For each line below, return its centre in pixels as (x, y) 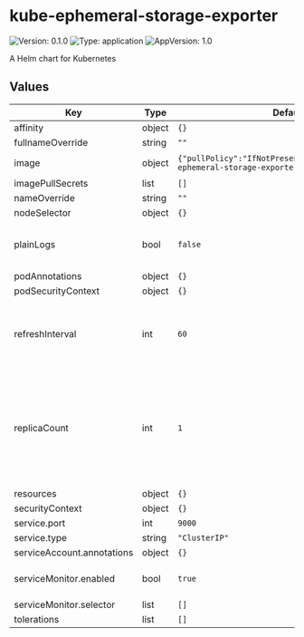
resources (35, 493)
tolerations (37, 619)
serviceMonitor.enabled (65, 578)
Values (29, 87)
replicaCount (42, 428)
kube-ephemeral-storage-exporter (144, 16)
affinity (28, 128)
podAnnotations (48, 275)
